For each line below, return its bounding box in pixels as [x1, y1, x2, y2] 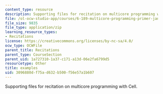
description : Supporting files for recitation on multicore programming [5, 12, 155, 16]
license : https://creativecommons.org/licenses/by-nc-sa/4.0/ [5, 39, 133, 44]
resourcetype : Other [5, 61, 47, 66]
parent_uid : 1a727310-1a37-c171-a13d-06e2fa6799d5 [5, 57, 110, 62]
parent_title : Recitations [5, 47, 60, 52]
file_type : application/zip [5, 25, 62, 30]
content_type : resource [5, 7, 53, 12]
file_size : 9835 [5, 20, 38, 26]
